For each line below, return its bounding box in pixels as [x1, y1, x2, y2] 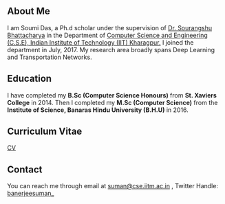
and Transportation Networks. [7, 53, 92, 61]
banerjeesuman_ [7, 189, 54, 198]
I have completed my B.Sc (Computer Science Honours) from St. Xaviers [7, 91, 217, 99]
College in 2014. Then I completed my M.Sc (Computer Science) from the [7, 98, 218, 106]
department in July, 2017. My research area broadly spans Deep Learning [7, 45, 215, 54]
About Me [7, 5, 50, 17]
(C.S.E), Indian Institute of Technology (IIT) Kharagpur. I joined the [7, 38, 194, 47]
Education [7, 73, 52, 84]
